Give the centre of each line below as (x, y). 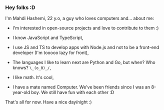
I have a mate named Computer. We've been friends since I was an (81, 87)
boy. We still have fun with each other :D (73, 92)
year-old (21, 92)
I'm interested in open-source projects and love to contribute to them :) (85, 28)
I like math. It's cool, (33, 77)
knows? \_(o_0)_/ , (32, 68)
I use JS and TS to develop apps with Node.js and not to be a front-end (86, 47)
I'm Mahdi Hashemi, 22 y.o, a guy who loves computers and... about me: (79, 18)
